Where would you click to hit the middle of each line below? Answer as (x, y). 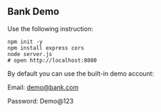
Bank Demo (33, 12)
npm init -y (25, 42)
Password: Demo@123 (41, 101)
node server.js (30, 54)
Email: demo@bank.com (43, 87)
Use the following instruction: (51, 28)
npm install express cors (46, 48)
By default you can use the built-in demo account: (81, 73)
